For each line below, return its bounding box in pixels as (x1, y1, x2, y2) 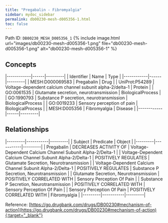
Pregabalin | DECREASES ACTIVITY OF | (46, 144, 130, 150)
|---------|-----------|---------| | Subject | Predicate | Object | (5, 138, 133, 144)
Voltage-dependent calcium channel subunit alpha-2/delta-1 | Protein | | (5, 84, 154, 90)
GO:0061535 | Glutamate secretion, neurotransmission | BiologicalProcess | (5, 90, 161, 96)
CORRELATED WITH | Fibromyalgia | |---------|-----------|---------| (5, 191, 146, 198)
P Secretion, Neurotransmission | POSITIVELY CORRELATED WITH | (5, 181, 145, 187)
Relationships (5, 125, 49, 134)
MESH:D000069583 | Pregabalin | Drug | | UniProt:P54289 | (30, 79, 154, 85)
